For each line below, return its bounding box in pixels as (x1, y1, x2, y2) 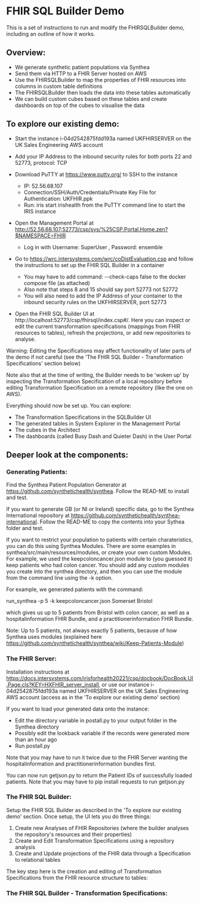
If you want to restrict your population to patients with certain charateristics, (6, 536, 193, 543)
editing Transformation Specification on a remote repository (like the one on (6, 384, 193, 391)
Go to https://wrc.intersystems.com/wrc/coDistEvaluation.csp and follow (14, 255, 194, 262)
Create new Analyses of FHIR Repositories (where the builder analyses (14, 824, 189, 831)
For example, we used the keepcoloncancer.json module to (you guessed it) (6, 555, 193, 562)
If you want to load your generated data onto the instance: (6, 705, 149, 712)
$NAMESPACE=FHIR (14, 232, 66, 239)
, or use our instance (98, 681, 150, 688)
